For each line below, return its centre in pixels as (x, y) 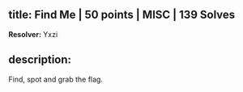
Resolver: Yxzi (33, 34)
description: (40, 60)
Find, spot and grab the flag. (56, 79)
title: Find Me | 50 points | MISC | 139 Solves (122, 15)
